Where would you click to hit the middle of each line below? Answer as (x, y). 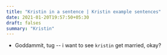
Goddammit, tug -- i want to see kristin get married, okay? (88, 45)
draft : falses (24, 23)
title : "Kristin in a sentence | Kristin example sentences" (84, 12)
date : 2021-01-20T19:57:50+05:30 (48, 17)
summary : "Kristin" (30, 28)
